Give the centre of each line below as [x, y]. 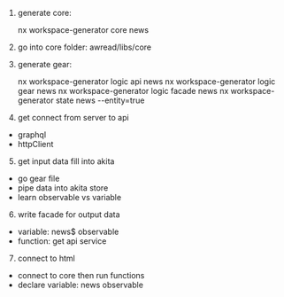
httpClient [35, 144]
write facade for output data [69, 215]
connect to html [46, 258]
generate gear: [45, 64]
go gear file [38, 178]
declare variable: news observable [81, 285]
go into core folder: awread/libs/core [84, 47]
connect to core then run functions [81, 275]
